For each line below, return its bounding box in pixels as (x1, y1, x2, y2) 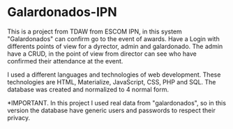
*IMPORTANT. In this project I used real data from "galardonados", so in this (7, 98, 227, 107)
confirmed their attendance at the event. (7, 56, 123, 65)
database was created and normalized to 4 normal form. (7, 85, 170, 93)
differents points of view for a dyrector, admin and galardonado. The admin (7, 42, 223, 50)
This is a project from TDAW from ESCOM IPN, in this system (7, 27, 183, 36)
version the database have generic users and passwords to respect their (7, 106, 216, 114)
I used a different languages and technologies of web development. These (7, 70, 221, 79)
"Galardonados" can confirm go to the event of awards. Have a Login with (7, 34, 220, 43)
